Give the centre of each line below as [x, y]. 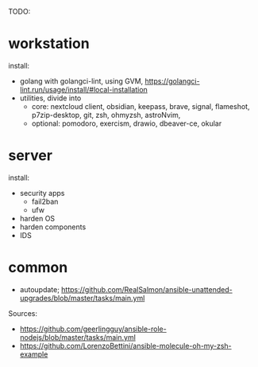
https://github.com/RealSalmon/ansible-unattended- [146, 289]
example [34, 354]
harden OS [37, 218]
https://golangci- [172, 81]
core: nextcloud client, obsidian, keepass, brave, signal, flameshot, [141, 106]
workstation [49, 44]
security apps [42, 193]
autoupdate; [39, 289]
